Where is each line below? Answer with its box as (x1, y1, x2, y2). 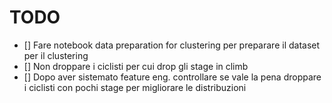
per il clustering (23, 49, 89, 61)
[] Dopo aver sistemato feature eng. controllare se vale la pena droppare (23, 71, 322, 83)
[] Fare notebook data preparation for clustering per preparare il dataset (23, 39, 321, 51)
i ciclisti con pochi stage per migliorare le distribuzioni (23, 81, 247, 93)
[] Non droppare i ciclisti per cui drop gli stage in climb (23, 60, 249, 72)
